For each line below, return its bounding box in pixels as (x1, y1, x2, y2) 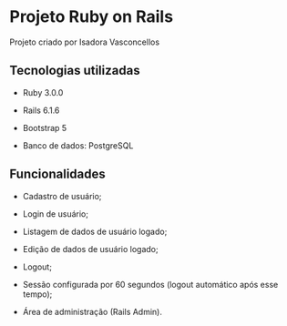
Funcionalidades (9, 167, 107, 182)
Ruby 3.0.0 (22, 87, 64, 97)
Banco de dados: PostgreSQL (22, 139, 134, 151)
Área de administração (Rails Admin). (22, 306, 162, 317)
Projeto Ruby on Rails (9, 6, 174, 27)
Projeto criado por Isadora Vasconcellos (9, 36, 160, 47)
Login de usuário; (22, 208, 89, 219)
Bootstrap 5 (22, 122, 67, 133)
